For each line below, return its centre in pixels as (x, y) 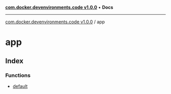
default (20, 86)
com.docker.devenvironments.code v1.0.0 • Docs (59, 7)
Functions (18, 75)
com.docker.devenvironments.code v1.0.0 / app (55, 22)
